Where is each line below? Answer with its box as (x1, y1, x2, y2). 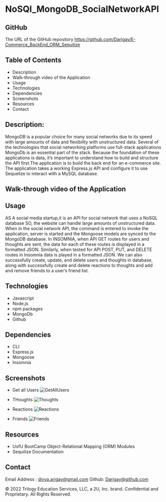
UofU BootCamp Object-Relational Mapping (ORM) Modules (12, 443, 135, 449)
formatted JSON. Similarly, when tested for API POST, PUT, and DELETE (5, 247, 152, 252)
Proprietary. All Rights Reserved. (5, 491, 71, 497)
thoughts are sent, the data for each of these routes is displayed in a (5, 241, 145, 247)
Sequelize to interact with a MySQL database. (5, 170, 98, 177)
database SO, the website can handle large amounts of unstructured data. (5, 220, 156, 226)
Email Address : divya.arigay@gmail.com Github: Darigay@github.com (5, 476, 149, 482)
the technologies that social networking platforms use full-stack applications (5, 144, 162, 150)
